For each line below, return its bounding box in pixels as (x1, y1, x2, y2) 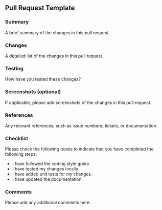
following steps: (5, 151, 37, 157)
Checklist (5, 135, 28, 142)
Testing (5, 65, 23, 72)
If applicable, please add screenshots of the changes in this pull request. (5, 100, 152, 105)
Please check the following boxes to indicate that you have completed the (5, 146, 154, 152)
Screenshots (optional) (5, 88, 61, 95)
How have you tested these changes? (5, 76, 81, 82)
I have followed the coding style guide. (12, 161, 91, 167)
